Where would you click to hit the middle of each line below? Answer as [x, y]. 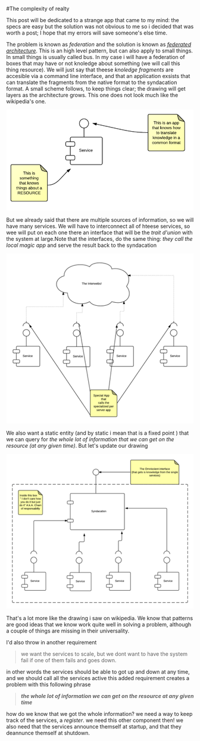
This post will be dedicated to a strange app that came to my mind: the [93, 20]
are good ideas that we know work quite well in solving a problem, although [99, 624]
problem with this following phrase [49, 684]
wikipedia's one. [26, 101]
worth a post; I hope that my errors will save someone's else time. [87, 33]
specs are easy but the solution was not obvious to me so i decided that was [100, 27]
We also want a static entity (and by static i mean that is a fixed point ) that [98, 433]
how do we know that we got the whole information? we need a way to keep [99, 714]
